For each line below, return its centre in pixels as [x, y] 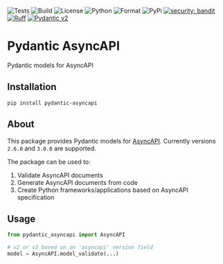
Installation [32, 87]
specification [36, 197]
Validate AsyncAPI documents [60, 175]
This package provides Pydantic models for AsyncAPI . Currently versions [111, 141]
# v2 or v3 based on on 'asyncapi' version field [80, 247]
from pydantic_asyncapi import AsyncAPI [66, 235]
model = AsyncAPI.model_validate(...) [63, 254]
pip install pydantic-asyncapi [52, 103]
